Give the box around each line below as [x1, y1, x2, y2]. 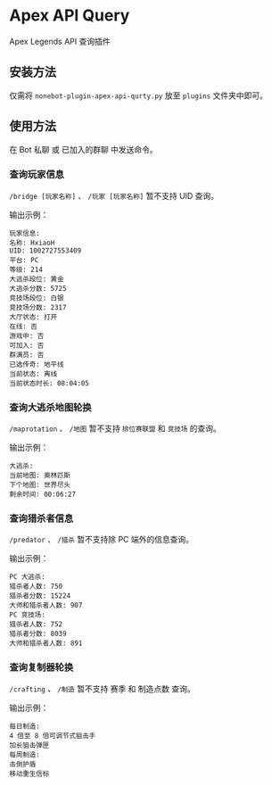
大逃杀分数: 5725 [9, 284, 67, 293]
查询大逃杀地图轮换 [9, 401, 92, 413]
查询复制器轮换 [9, 661, 74, 674]
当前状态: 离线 [9, 369, 58, 378]
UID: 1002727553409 [9, 246, 82, 255]
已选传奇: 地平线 [9, 360, 64, 368]
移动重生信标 [9, 769, 50, 778]
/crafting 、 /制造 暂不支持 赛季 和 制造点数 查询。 [9, 683, 195, 694]
